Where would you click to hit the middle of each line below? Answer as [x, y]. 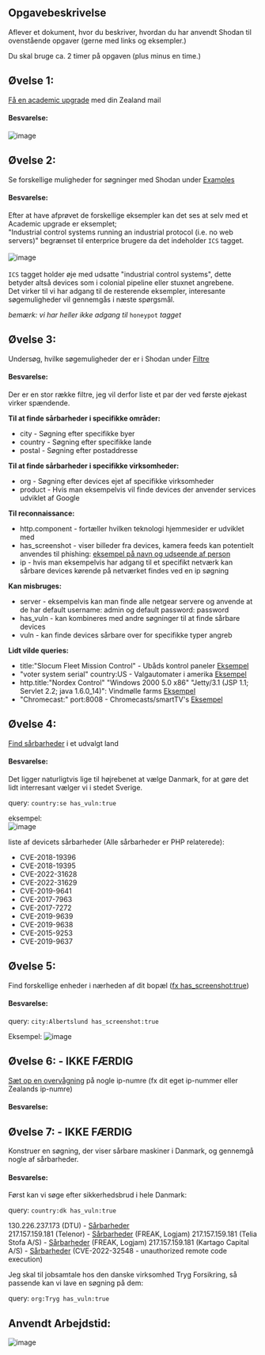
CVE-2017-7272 [46, 908]
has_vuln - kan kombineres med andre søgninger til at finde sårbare [130, 618]
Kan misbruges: [35, 586]
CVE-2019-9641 [46, 891]
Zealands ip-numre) [40, 1089]
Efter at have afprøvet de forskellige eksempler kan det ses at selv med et [128, 215]
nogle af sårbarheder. [44, 1159]
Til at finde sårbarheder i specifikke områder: [84, 418]
